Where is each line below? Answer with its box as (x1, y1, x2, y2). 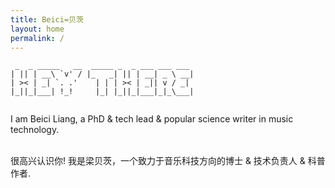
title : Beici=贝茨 (10, 14, 84, 25)
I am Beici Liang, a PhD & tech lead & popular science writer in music (10, 113, 294, 125)
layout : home (10, 24, 65, 34)
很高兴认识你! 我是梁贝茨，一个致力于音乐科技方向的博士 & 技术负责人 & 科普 (10, 155, 326, 167)
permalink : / (10, 33, 65, 43)
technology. (10, 124, 60, 136)
